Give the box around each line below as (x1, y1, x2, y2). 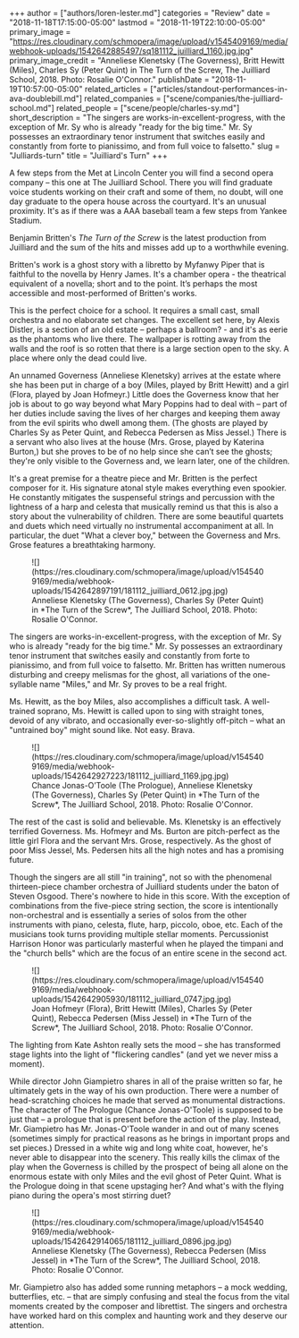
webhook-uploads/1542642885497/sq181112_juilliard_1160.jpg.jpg (9, 46, 250, 56)
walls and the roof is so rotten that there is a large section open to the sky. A (9, 344, 290, 354)
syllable (9, 679, 38, 689)
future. (9, 855, 34, 865)
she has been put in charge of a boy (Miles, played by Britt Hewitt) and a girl (9, 379, 289, 390)
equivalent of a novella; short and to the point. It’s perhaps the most (9, 278, 258, 289)
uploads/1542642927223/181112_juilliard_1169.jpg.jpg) (31, 771, 229, 781)
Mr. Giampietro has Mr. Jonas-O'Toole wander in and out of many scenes (9, 1123, 279, 1134)
